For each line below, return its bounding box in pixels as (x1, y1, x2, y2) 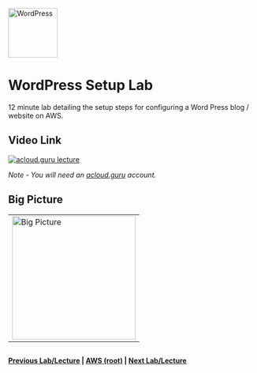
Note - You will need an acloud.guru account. (8, 170, 156, 179)
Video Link (8, 134, 61, 147)
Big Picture (8, 193, 63, 206)
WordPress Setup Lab (8, 77, 154, 94)
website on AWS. (8, 111, 64, 120)
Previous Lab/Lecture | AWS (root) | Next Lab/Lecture (8, 356, 187, 365)
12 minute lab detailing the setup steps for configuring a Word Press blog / (8, 102, 250, 111)
